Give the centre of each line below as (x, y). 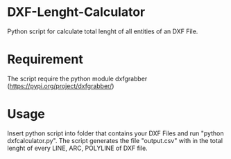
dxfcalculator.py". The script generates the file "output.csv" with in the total (115, 140)
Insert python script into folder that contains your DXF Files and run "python (115, 133)
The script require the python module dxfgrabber (77, 78)
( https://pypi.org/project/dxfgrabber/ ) (61, 86)
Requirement (45, 59)
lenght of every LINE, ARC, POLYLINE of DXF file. (77, 148)
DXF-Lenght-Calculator (76, 12)
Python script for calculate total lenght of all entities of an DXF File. (103, 31)
